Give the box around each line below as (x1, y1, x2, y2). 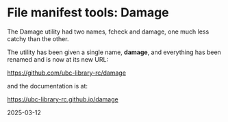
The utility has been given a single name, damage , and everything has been (7, 48, 221, 56)
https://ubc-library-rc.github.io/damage (7, 95, 118, 103)
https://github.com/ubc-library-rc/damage (7, 69, 127, 77)
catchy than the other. (7, 34, 70, 42)
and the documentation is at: (7, 82, 88, 90)
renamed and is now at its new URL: (7, 55, 108, 63)
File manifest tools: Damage (7, 5, 169, 21)
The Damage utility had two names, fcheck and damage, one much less (7, 27, 210, 36)
